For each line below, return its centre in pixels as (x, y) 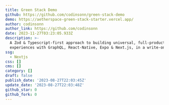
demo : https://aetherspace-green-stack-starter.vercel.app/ (70, 19)
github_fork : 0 (21, 94)
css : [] (13, 62)
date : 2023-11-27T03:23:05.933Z (39, 33)
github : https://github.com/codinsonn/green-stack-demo (65, 15)
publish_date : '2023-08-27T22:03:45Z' (46, 80)
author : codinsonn (24, 24)
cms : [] (13, 66)
